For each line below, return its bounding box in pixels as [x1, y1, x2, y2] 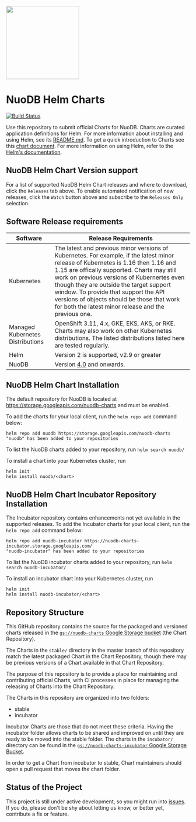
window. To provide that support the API [54, 288, 165, 296]
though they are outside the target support [54, 280, 171, 288]
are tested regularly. [54, 341, 110, 349]
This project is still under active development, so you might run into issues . [6, 798, 185, 805]
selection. [6, 200, 30, 207]
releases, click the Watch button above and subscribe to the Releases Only [6, 193, 184, 201]
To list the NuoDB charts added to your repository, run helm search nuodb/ [6, 446, 185, 453]
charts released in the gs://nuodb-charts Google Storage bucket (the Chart [6, 629, 187, 636]
